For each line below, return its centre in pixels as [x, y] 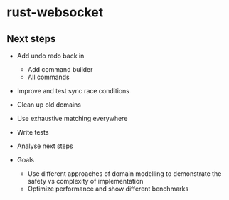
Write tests [33, 132]
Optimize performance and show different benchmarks [108, 189]
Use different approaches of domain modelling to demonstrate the [124, 174]
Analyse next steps [45, 146]
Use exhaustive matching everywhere [72, 119]
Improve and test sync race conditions [73, 91]
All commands [48, 77]
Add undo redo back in [50, 56]
